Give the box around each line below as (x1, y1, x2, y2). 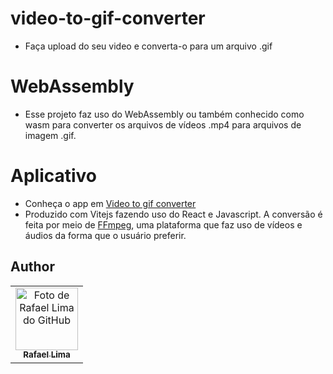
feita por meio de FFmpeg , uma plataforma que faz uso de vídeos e (24, 218, 303, 231)
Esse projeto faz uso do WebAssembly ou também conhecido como (24, 108, 305, 120)
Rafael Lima (23, 349, 71, 361)
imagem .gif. (24, 129, 77, 141)
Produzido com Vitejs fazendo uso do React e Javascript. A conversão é (24, 208, 323, 220)
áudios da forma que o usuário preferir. (24, 229, 187, 241)
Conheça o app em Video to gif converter (24, 197, 197, 209)
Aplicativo (10, 165, 98, 187)
